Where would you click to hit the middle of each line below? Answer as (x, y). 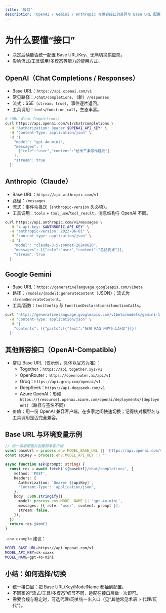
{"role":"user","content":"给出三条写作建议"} (64, 151)
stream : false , (34, 510)
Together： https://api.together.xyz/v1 (61, 369)
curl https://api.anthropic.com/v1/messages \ (54, 222)
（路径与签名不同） (48, 405)
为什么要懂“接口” (40, 40)
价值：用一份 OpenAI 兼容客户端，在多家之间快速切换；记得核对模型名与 (86, 411)
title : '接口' (19, 10)
